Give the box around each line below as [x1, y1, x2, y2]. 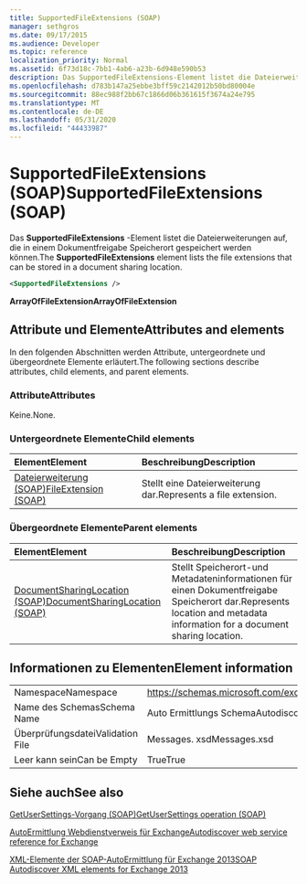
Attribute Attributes [9, 389, 96, 401]
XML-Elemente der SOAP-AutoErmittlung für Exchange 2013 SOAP [9, 854, 258, 865]
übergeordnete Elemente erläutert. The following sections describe [9, 356, 259, 367]
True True [146, 753, 185, 766]
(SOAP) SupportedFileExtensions [9, 183, 263, 204]
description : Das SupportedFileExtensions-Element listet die [9, 73, 251, 82]
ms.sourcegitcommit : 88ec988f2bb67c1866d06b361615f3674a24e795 [9, 90, 256, 99]
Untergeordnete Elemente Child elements [9, 431, 195, 444]
